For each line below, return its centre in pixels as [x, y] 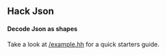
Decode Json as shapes [42, 29]
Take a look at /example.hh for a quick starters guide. [83, 44]
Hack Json [31, 11]
